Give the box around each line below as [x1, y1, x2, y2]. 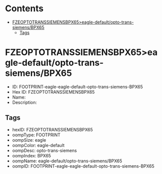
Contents [5, 3, 44, 14]
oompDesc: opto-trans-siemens [12, 148, 77, 153]
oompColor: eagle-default [12, 142, 65, 148]
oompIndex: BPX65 [12, 152, 51, 158]
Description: [12, 99, 37, 105]
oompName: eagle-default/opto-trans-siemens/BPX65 [12, 158, 122, 164]
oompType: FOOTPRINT [12, 132, 61, 138]
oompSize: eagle [12, 137, 46, 143]
